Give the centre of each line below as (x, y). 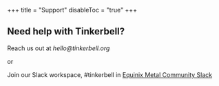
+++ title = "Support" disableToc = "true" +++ (72, 10)
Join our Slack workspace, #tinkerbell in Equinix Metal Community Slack (109, 74)
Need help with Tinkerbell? (66, 31)
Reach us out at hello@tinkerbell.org (59, 48)
